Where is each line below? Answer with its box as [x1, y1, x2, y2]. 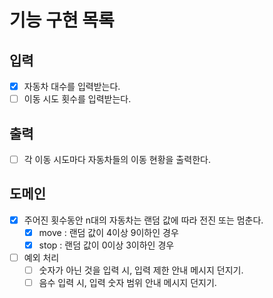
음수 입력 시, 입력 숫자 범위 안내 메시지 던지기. [38, 277, 217, 289]
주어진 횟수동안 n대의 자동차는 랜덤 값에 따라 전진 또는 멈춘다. [23, 214, 264, 226]
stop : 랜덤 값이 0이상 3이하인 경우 [38, 239, 175, 251]
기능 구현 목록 [9, 9, 115, 32]
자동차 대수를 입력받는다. [23, 81, 121, 92]
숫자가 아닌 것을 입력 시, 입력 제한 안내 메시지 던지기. [38, 264, 244, 276]
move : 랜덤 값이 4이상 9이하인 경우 [38, 226, 179, 238]
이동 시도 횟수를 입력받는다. [23, 93, 132, 105]
